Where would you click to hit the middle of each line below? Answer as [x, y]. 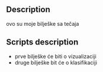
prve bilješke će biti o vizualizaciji [55, 56]
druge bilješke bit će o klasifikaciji [56, 62]
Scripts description [42, 42]
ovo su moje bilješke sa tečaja [43, 23]
